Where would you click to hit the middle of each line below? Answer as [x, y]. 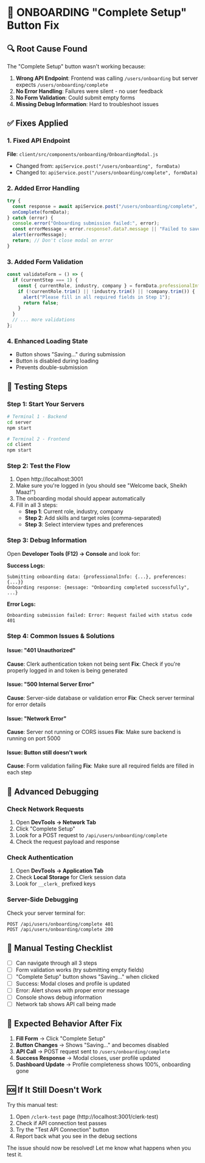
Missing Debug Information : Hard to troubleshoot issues [87, 104]
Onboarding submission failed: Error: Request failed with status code [99, 615]
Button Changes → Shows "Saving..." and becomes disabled [92, 1045]
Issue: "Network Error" [37, 718]
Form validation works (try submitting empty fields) [80, 970]
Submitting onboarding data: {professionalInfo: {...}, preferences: [97, 577]
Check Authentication [40, 858]
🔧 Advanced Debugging [53, 792]
